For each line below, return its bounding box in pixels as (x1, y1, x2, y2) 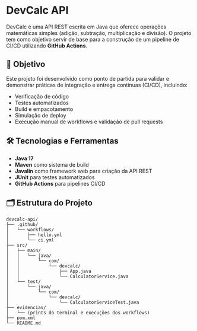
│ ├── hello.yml (6, 232, 62, 238)
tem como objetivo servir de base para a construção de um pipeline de (6, 36, 180, 43)
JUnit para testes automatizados (14, 173, 95, 181)
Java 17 (14, 155, 34, 162)
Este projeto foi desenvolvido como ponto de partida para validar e (6, 75, 170, 82)
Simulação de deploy (14, 112, 66, 119)
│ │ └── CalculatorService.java (6, 273, 129, 279)
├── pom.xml (6, 315, 36, 321)
